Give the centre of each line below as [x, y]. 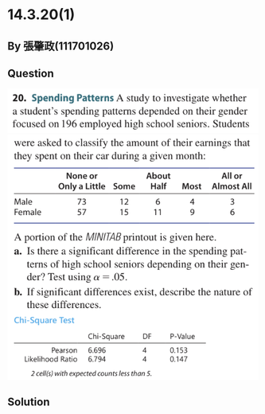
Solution [29, 402]
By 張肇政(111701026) [61, 46]
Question [31, 73]
